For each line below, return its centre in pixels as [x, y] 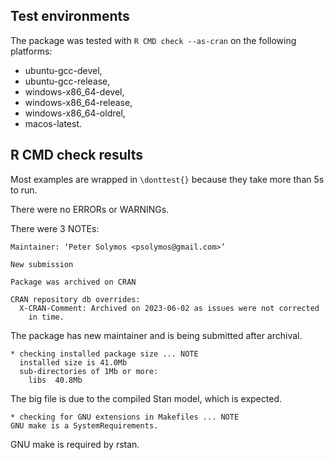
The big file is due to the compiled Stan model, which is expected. [146, 398]
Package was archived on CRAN [73, 282]
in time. [46, 317]
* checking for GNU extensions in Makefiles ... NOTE [125, 417]
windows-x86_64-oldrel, [75, 113]
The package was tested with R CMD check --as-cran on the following [153, 40]
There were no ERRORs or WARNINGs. [90, 209]
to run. [24, 190]
